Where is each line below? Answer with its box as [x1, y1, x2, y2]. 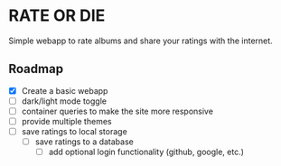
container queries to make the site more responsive [21, 106, 214, 116]
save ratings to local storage [21, 126, 127, 136]
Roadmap [8, 61, 64, 77]
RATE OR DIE [8, 5, 106, 26]
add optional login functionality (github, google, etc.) [48, 146, 245, 158]
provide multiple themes [21, 115, 112, 126]
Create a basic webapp [21, 85, 108, 96]
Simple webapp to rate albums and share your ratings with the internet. [8, 35, 273, 46]
